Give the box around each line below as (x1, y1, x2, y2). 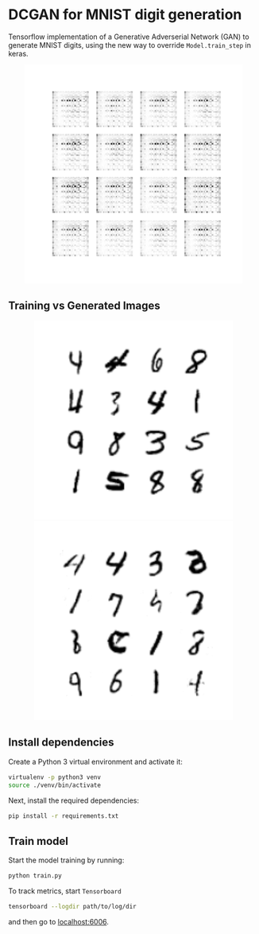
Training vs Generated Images (8, 299, 160, 313)
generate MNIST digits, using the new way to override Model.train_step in (8, 40, 252, 49)
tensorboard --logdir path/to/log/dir (8, 902, 137, 910)
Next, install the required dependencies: (8, 796, 139, 805)
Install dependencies (8, 736, 114, 749)
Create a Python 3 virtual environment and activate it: (8, 757, 183, 766)
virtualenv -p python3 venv (8, 773, 102, 781)
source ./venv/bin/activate (8, 781, 102, 789)
